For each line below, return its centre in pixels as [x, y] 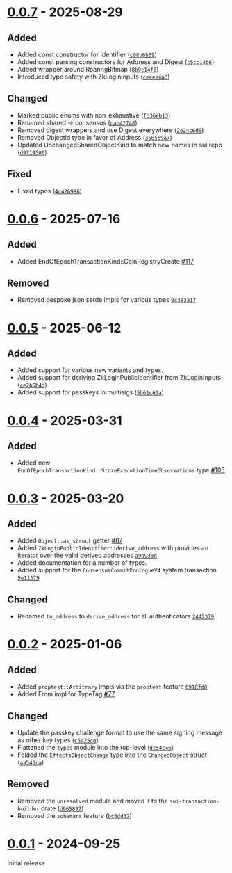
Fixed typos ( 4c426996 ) [49, 191]
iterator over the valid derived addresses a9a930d [87, 555]
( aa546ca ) [31, 762]
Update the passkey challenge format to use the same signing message [120, 733]
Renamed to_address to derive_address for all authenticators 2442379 [116, 616]
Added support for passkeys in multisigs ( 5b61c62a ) [91, 392]
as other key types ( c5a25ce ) [58, 740]
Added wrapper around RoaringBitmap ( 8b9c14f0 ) [88, 69]
